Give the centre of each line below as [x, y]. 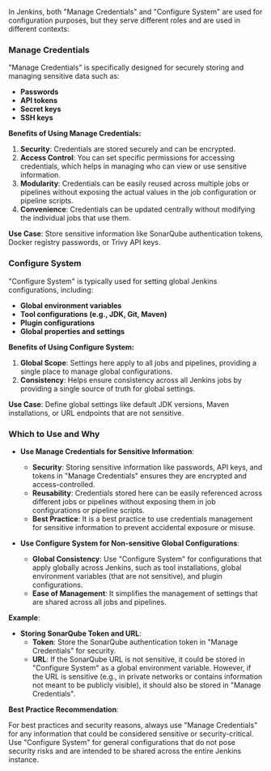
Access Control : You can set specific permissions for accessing [127, 158]
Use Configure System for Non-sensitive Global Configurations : [130, 543]
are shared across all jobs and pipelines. [100, 602]
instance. [24, 759]
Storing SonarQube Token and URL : [80, 633]
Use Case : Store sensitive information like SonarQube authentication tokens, [136, 233]
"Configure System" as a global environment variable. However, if [142, 667]
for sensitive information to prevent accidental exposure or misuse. [144, 527]
